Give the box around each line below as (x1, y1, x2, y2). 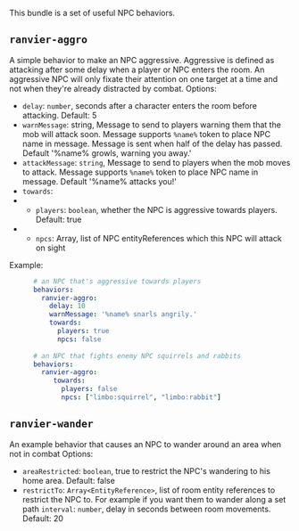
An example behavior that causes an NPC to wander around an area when (9, 438, 282, 449)
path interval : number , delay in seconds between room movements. (21, 503, 271, 514)
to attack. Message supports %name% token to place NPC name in (21, 167, 259, 177)
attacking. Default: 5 (21, 110, 97, 120)
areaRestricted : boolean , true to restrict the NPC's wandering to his (21, 465, 270, 476)
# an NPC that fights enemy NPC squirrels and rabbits (32, 351, 242, 360)
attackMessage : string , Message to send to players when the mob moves (21, 157, 291, 167)
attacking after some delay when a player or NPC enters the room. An (9, 64, 265, 75)
